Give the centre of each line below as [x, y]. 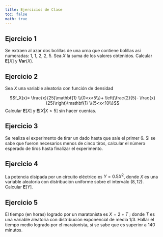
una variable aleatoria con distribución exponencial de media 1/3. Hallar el [80, 220]
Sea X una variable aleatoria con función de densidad [59, 88]
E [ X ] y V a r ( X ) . [19, 61]
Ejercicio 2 [22, 76]
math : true [16, 19]
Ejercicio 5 [22, 202]
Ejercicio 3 [22, 126]
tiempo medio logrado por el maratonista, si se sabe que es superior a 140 [80, 225]
